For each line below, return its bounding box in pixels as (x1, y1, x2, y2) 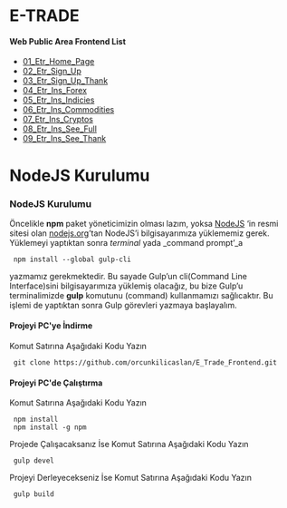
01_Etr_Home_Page (22, 56, 95, 67)
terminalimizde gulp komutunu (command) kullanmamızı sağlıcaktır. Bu (9, 289, 273, 300)
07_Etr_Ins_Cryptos (22, 114, 93, 125)
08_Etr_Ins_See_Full (22, 123, 98, 134)
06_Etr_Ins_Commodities (22, 104, 115, 115)
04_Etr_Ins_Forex (22, 85, 88, 96)
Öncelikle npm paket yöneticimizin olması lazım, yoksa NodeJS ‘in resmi (9, 218, 279, 229)
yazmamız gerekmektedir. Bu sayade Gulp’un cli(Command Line (9, 270, 247, 281)
